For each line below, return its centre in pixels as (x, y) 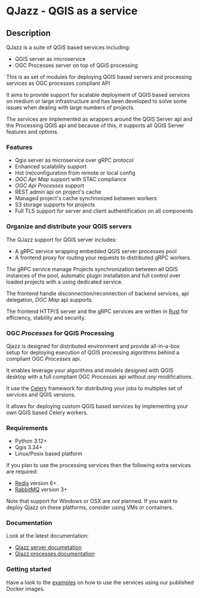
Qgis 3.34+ (29, 447)
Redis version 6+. (36, 483)
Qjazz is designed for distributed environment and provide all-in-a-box (93, 346)
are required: (22, 472)
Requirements (27, 428)
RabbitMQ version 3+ (41, 490)
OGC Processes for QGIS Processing (60, 333)
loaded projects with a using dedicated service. (64, 281)
